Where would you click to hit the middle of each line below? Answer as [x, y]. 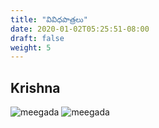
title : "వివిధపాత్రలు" [49, 19]
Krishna [35, 87]
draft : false [37, 38]
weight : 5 [31, 47]
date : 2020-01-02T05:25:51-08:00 [80, 29]
